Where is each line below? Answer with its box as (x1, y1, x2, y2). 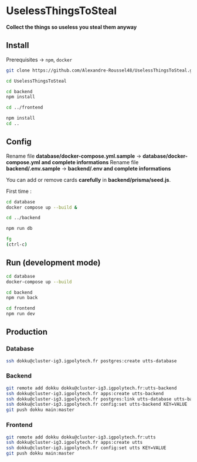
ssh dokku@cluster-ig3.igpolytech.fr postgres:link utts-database (6, 396, 172, 402)
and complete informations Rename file (41, 158, 139, 165)
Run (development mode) (6, 258, 101, 268)
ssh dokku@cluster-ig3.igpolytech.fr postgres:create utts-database (6, 358, 177, 364)
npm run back (6, 295, 38, 301)
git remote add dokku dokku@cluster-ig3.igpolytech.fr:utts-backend (6, 385, 177, 391)
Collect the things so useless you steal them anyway (6, 23, 137, 30)
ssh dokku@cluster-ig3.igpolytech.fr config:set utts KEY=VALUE (6, 445, 167, 451)
